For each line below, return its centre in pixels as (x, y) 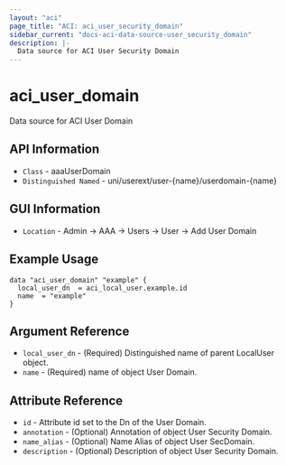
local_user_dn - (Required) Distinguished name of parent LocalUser (148, 353)
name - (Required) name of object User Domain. (110, 372)
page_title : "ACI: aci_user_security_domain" (96, 26)
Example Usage (54, 260)
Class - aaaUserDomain (66, 171)
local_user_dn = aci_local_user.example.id (102, 288)
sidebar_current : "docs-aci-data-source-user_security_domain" (131, 34)
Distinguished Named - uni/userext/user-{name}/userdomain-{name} (150, 181)
